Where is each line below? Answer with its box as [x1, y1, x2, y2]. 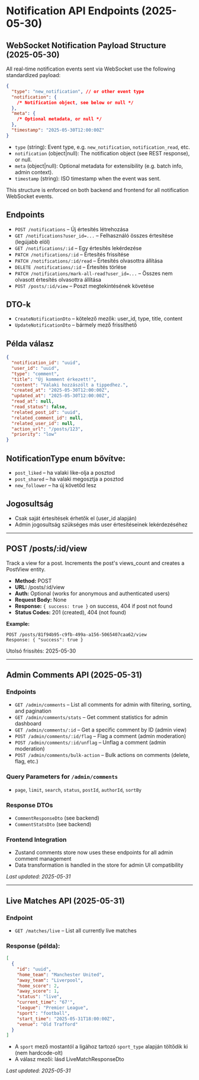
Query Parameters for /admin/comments [6, 772, 118, 781]
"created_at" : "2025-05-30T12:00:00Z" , [11, 387, 110, 394]
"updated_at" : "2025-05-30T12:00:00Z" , [11, 393, 110, 399]
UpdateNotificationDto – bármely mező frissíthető [14, 321, 137, 328]
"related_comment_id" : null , [11, 415, 84, 421]
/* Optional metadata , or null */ [17, 116, 102, 122]
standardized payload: [6, 72, 61, 78]
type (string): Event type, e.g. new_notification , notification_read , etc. [14, 143, 191, 151]
